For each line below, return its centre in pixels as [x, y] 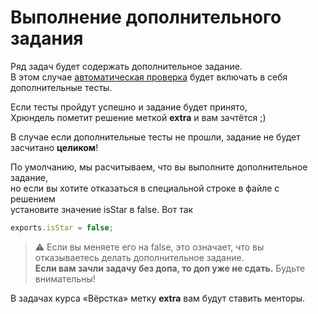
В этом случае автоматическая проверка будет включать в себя [149, 77]
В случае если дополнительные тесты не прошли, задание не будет [155, 137]
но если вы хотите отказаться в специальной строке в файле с [145, 188]
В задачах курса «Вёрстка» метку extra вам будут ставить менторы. [158, 298]
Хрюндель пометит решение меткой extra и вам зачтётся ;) [138, 117]
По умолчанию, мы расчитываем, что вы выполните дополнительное [159, 167]
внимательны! [65, 278]
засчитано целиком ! [54, 147]
